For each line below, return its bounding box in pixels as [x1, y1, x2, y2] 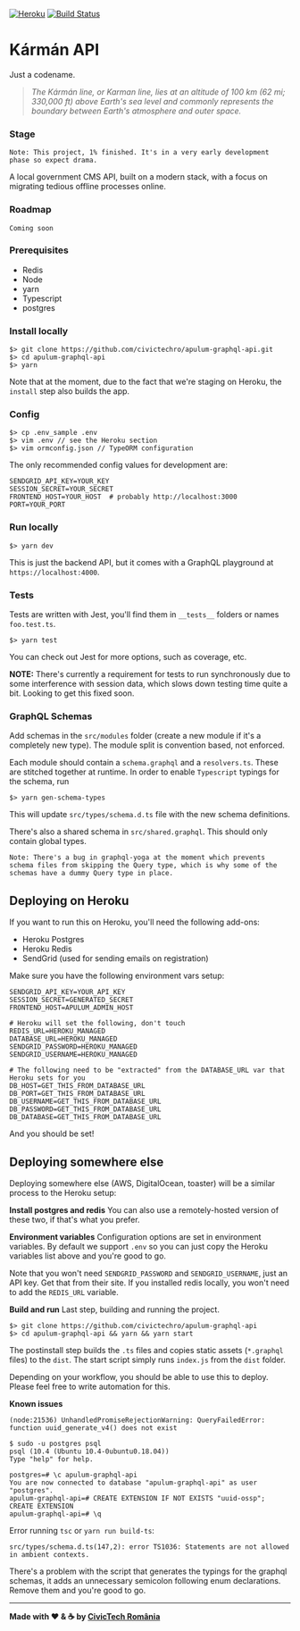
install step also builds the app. [9, 386, 130, 397]
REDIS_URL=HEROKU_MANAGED [9, 1027, 105, 1036]
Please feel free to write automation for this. [9, 1381, 171, 1392]
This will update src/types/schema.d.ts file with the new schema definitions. [9, 809, 290, 820]
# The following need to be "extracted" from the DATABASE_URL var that [9, 1066, 286, 1075]
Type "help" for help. [9, 1454, 94, 1464]
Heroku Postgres [21, 934, 85, 945]
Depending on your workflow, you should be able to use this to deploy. [9, 1371, 270, 1382]
